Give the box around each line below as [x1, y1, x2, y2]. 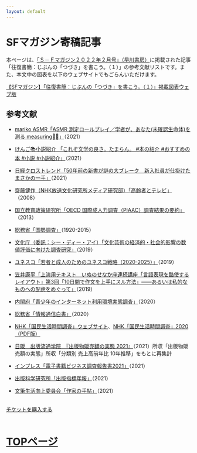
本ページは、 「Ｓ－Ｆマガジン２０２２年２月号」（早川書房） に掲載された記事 [6, 56, 191, 63]
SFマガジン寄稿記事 [6, 36, 101, 49]
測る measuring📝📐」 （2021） [14, 133, 84, 140]
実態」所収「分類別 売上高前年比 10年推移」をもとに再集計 [30, 350, 172, 357]
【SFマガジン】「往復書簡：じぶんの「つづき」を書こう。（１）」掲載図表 [6, 83, 179, 90]
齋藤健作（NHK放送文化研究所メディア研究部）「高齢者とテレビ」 [14, 187, 172, 194]
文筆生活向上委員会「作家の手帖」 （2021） [14, 387, 117, 394]
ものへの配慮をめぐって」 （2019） [14, 286, 96, 293]
